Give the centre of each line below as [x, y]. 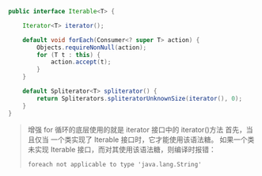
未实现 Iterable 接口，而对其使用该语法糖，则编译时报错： [122, 149]
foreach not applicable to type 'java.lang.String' [114, 164]
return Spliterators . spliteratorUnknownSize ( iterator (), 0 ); [140, 98]
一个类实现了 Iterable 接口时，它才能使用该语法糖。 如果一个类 [152, 140]
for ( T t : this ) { [69, 55]
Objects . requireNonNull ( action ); [92, 48]
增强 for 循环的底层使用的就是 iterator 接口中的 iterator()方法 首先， [137, 129]
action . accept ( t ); [81, 62]
